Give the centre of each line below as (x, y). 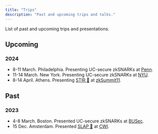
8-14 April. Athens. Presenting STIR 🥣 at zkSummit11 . (67, 80)
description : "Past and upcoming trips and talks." (60, 14)
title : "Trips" (21, 10)
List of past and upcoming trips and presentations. (57, 28)
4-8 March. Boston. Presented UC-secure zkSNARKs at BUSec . (78, 121)
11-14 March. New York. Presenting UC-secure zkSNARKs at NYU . (81, 75)
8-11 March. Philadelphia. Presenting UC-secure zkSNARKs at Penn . (83, 69)
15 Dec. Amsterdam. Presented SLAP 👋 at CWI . (61, 126)
